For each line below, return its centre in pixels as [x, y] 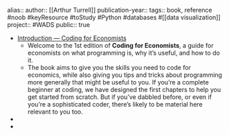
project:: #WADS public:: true [49, 25]
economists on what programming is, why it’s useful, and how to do [123, 53]
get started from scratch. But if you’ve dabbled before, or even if [120, 97]
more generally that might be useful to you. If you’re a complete [118, 82]
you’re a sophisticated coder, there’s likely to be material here [115, 104]
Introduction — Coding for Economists [72, 38]
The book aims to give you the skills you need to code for [109, 67]
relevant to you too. [55, 111]
